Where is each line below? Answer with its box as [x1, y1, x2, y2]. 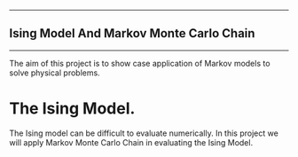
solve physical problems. [9, 67, 100, 78]
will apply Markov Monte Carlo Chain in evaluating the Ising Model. [9, 137, 254, 147]
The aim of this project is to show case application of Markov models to [9, 58, 271, 68]
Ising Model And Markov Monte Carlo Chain [9, 26, 255, 41]
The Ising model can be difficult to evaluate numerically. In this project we [9, 128, 279, 138]
